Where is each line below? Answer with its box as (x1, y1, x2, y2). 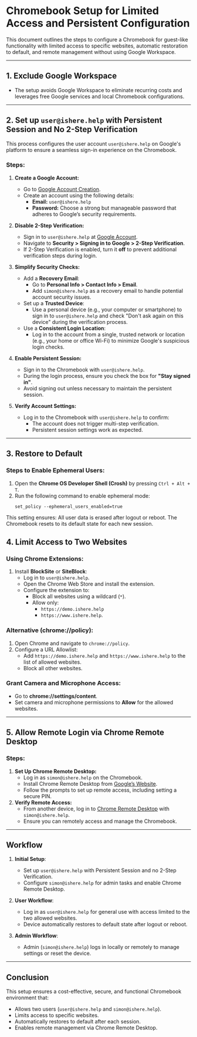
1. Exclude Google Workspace (6, 71, 117, 81)
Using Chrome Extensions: (6, 555, 84, 563)
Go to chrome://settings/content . (14, 693, 98, 700)
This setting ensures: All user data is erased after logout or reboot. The (6, 514, 178, 521)
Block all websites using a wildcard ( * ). (32, 593, 126, 600)
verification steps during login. (23, 252, 97, 259)
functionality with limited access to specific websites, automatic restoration (6, 42, 188, 49)
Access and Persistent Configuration (6, 16, 190, 30)
